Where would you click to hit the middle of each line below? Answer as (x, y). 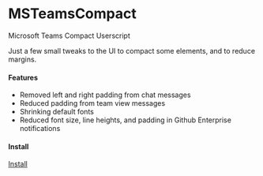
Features (23, 77)
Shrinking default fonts (57, 112)
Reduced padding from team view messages (92, 103)
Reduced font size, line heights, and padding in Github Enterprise (125, 120)
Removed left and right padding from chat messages (105, 95)
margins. (23, 59)
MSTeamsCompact (72, 14)
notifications (40, 129)
